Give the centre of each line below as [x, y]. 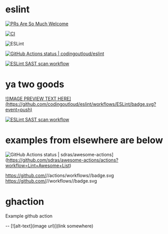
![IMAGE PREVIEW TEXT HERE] [38, 98]
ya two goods [35, 85]
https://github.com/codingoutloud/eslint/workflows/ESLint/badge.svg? [82, 104]
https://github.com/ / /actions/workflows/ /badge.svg [60, 175]
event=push [18, 110]
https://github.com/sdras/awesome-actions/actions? [63, 160]
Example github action [29, 216]
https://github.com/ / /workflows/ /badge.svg [51, 181]
